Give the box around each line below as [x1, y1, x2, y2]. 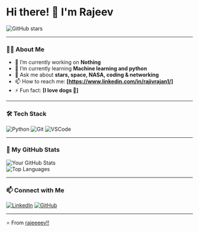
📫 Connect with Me [6, 186, 65, 194]
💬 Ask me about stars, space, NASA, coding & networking [14, 71, 159, 79]
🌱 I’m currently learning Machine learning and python [14, 65, 147, 72]
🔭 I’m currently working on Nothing [14, 59, 101, 66]
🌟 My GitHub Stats [6, 146, 60, 154]
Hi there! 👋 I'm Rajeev [6, 5, 114, 19]
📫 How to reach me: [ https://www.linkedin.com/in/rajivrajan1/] [14, 78, 174, 85]
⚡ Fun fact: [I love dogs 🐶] [14, 87, 79, 94]
